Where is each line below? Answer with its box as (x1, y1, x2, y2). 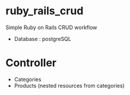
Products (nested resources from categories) (14, 82, 125, 89)
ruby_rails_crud (5, 4, 84, 18)
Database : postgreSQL (14, 35, 72, 42)
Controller (5, 56, 57, 69)
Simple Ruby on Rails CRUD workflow (5, 24, 97, 31)
